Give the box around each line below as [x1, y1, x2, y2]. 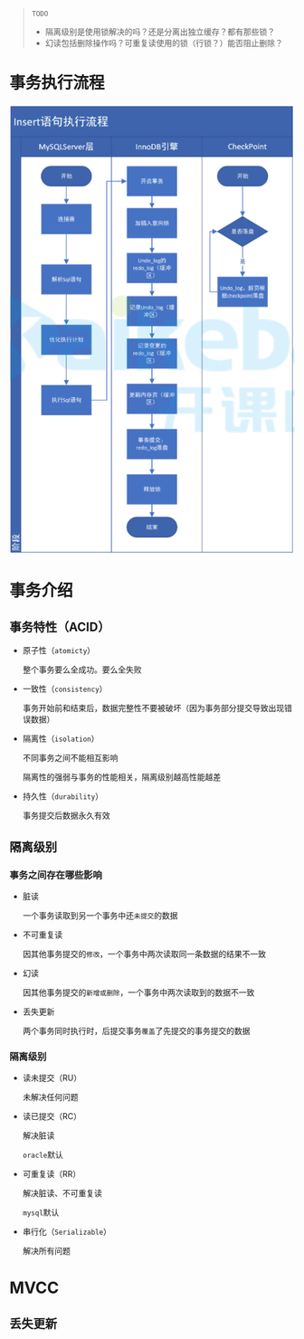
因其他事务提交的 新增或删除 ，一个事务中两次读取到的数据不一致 [22, 986, 255, 998]
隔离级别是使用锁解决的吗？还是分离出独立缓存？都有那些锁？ [44, 26, 276, 37]
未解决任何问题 [22, 1092, 79, 1103]
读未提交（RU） [22, 1072, 82, 1084]
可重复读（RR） [22, 1169, 81, 1180]
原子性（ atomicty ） [22, 645, 96, 656]
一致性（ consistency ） [22, 683, 108, 695]
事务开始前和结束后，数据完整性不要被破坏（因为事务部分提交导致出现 [22, 703, 285, 714]
